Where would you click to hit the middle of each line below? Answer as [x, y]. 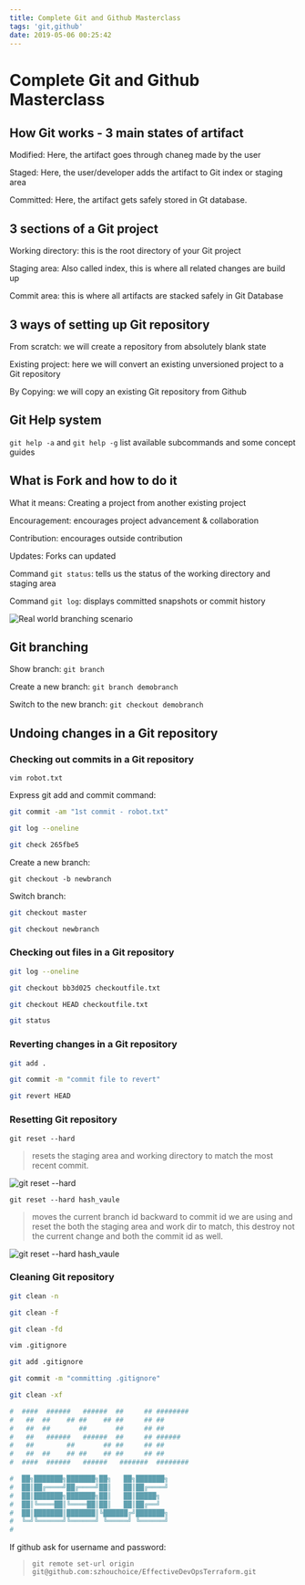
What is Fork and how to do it [93, 481]
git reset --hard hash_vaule [65, 1200]
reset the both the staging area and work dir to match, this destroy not [163, 1226]
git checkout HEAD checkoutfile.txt [79, 1004]
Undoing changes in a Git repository [114, 733]
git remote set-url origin [83, 1564]
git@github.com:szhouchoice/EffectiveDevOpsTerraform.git [144, 1572]
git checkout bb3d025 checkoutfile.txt [85, 988]
